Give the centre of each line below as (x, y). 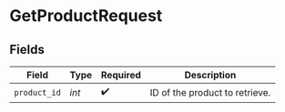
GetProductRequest (86, 16)
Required (121, 75)
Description (210, 75)
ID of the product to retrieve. (210, 92)
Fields (27, 50)
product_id (37, 92)
